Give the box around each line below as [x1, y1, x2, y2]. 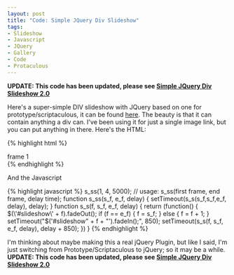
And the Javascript [7, 173, 62, 182]
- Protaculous [7, 62, 49, 69]
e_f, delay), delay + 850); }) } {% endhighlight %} [7, 224, 149, 232]
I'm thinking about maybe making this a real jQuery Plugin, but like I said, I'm [7, 238, 228, 246]
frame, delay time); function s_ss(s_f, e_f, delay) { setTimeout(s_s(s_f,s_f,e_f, [7, 194, 226, 203]
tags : [7, 23, 23, 30]
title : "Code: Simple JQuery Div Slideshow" [7, 17, 139, 24]
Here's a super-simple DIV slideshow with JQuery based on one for [7, 102, 202, 111]
